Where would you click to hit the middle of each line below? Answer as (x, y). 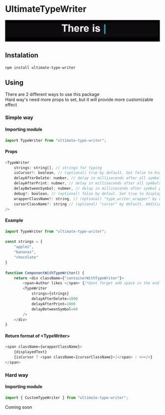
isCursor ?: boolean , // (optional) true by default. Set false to (83, 173)
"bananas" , (25, 252)
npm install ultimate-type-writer (41, 67)
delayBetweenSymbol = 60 (55, 309)
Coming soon (19, 407)
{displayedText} (31, 352)
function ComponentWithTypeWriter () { (45, 273)
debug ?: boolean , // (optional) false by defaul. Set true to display (88, 193)
